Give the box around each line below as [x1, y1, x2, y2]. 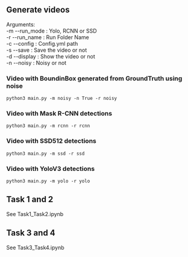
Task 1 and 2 [6, 194, 54, 205]
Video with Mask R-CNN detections [6, 110, 113, 118]
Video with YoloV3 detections [6, 164, 95, 173]
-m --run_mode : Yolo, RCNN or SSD [6, 27, 98, 34]
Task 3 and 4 [6, 228, 55, 238]
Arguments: [6, 20, 36, 28]
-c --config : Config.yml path [6, 40, 78, 47]
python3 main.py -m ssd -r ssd [6, 150, 85, 156]
